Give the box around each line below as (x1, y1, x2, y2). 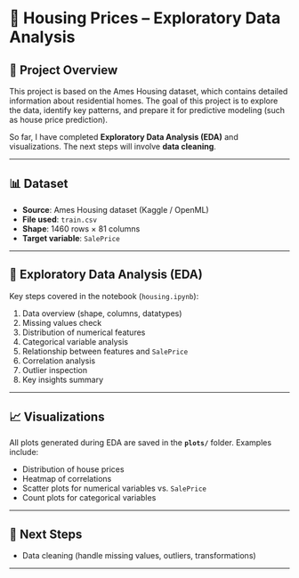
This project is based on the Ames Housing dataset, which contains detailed (9, 86, 288, 96)
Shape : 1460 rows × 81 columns (21, 223, 141, 234)
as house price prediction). (9, 115, 109, 125)
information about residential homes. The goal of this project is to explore (9, 95, 279, 106)
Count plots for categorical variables (21, 493, 157, 503)
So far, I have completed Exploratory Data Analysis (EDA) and (9, 132, 238, 142)
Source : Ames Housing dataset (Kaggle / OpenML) (21, 204, 209, 215)
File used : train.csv (21, 214, 98, 224)
